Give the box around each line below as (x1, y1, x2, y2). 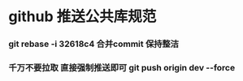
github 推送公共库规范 (8, 7, 157, 26)
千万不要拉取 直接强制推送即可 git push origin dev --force (8, 62, 236, 74)
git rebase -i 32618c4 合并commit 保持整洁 (8, 38, 180, 49)
